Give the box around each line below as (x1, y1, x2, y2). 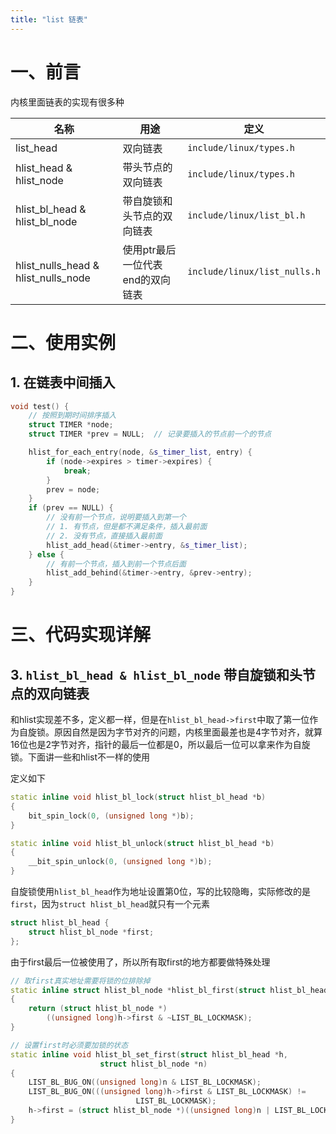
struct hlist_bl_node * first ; (28, 927, 155, 937)
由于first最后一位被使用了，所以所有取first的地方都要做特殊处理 (10, 956, 271, 968)
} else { (28, 549, 65, 560)
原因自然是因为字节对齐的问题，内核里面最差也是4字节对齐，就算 (53, 726, 323, 738)
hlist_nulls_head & (15, 258, 100, 272)
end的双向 (122, 272, 172, 286)
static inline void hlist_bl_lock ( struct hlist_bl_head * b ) (10, 792, 267, 803)
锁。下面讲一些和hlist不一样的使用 (10, 751, 151, 763)
